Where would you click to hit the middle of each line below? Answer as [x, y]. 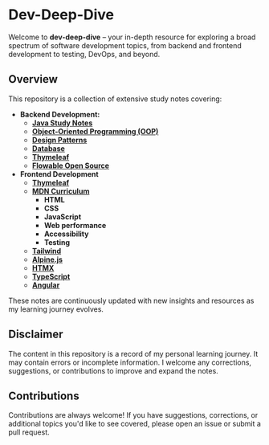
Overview [33, 79]
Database [49, 148]
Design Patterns [59, 140]
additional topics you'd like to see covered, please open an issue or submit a [134, 424]
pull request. [29, 432]
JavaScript [63, 216]
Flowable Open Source [71, 165]
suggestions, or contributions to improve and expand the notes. [113, 370]
